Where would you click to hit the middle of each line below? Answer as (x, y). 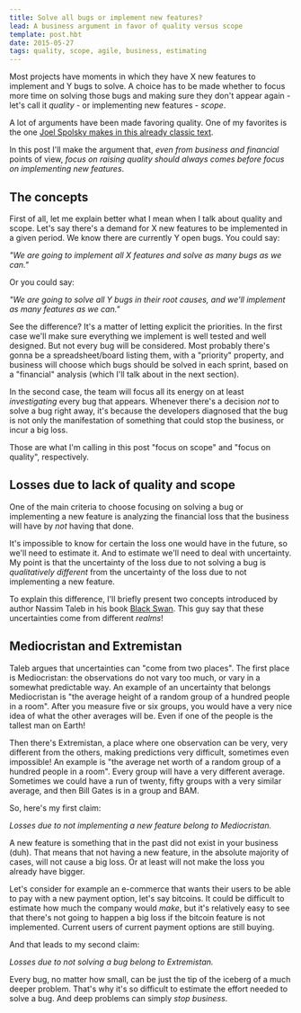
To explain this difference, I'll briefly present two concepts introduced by (144, 599)
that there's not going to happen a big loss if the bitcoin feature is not (137, 917)
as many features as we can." (65, 309)
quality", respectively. (49, 457)
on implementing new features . (67, 169)
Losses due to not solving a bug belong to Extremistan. (111, 962)
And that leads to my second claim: (75, 944)
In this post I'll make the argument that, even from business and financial (144, 150)
